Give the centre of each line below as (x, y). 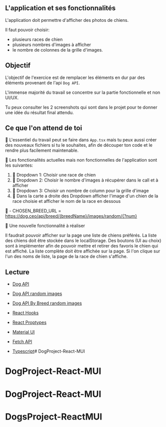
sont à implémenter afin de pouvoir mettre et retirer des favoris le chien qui (82, 246)
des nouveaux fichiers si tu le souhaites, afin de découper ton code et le (79, 145)
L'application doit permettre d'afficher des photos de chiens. (67, 20)
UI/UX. (12, 97)
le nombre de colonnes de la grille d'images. (57, 50)
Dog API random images (37, 294)
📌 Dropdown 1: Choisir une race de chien (54, 175)
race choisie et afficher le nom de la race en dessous (66, 201)
